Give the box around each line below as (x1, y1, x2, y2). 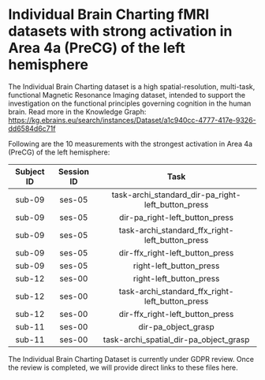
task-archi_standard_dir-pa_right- (111, 189, 241, 200)
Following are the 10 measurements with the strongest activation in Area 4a (8, 139, 253, 148)
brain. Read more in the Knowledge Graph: (8, 106, 147, 116)
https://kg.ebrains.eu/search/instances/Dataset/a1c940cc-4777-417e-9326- (8, 115, 256, 125)
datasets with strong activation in (8, 22, 233, 40)
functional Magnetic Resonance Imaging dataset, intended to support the (8, 90, 246, 99)
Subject (15, 166, 45, 177)
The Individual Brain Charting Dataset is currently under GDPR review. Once (8, 354, 255, 363)
